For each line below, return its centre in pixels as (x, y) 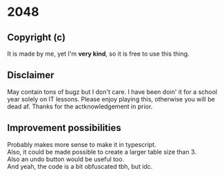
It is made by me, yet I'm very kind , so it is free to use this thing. (98, 54)
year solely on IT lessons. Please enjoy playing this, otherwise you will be (111, 99)
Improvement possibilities (64, 128)
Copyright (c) (37, 37)
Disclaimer (31, 75)
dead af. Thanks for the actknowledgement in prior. (80, 106)
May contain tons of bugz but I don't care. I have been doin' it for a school (112, 92)
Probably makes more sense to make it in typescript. (82, 144)
